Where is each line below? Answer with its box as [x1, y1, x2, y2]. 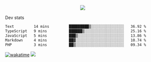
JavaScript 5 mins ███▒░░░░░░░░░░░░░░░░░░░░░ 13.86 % [5, 33, 147, 39]
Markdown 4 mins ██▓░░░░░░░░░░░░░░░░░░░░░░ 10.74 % [5, 38, 147, 42]
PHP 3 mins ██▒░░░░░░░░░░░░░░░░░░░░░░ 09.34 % [5, 42, 147, 47]
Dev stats [5, 15, 25, 21]
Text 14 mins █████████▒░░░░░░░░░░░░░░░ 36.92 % [5, 24, 147, 29]
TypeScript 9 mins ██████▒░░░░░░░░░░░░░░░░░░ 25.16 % [5, 29, 147, 34]
